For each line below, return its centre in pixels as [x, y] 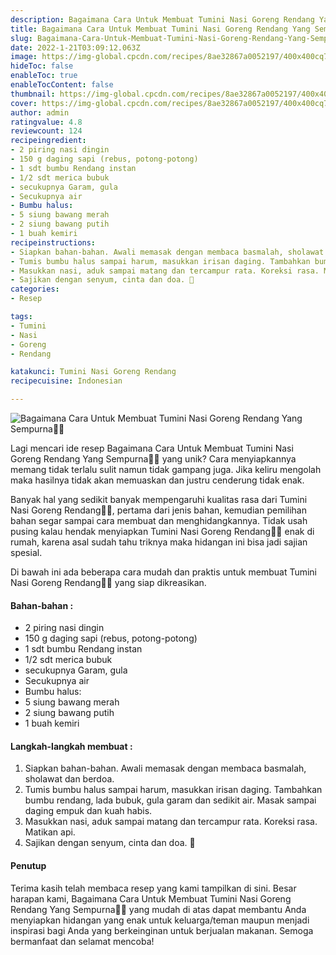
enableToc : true [44, 76]
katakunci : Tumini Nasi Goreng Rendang [93, 372]
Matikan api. [50, 832]
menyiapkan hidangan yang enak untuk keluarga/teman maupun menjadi [160, 920]
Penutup [28, 865]
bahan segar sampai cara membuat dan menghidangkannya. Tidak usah [159, 520]
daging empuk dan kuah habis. [88, 811]
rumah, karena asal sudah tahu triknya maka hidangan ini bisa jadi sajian [159, 542]
